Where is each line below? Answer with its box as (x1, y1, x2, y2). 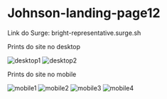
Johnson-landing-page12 (7, 5, 161, 21)
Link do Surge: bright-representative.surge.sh (7, 28, 141, 37)
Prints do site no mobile (7, 70, 77, 78)
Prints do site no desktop (7, 42, 80, 51)
